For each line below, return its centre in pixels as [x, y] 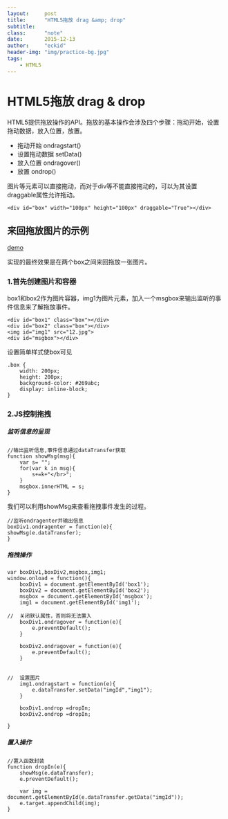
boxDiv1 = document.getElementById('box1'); [85, 584]
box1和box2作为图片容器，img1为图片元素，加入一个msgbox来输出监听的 [111, 298]
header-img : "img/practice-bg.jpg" [58, 53]
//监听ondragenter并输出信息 [46, 521]
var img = [34, 791]
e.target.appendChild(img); [60, 803]
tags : [15, 59]
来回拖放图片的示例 [48, 230]
